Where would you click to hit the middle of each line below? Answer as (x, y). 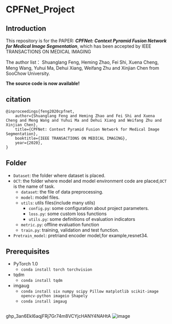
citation (18, 99)
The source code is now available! (43, 83)
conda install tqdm (42, 281)
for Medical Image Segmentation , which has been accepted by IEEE (79, 46)
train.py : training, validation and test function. (70, 230)
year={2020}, (29, 143)
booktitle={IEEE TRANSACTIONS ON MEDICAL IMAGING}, (71, 138)
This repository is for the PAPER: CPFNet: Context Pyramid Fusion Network (86, 41)
